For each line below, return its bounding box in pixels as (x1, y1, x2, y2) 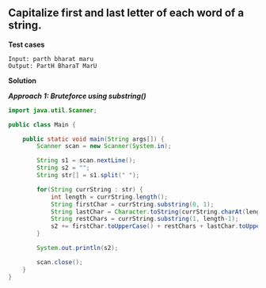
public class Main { (8, 120, 77, 129)
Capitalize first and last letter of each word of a (8, 6, 244, 20)
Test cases (8, 40, 45, 49)
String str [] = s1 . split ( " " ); (36, 172, 140, 180)
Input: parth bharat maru (8, 55, 93, 63)
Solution (8, 75, 37, 85)
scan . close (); (36, 258, 83, 266)
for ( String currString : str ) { (36, 185, 144, 193)
